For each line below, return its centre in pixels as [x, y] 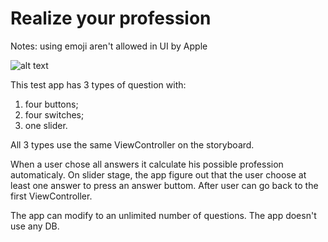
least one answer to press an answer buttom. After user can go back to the [164, 185]
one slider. [46, 125]
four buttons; [51, 104]
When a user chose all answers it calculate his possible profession [147, 164]
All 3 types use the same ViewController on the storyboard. [132, 144]
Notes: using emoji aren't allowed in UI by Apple [109, 46]
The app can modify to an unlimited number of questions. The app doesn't [163, 215]
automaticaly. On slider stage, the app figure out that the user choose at [158, 174]
